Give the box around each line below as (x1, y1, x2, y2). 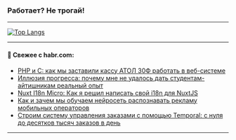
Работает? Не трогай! (7, 6, 85, 15)
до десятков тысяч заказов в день (17, 118, 121, 127)
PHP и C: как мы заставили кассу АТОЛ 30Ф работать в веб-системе (17, 66, 226, 75)
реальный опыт (57, 81, 103, 90)
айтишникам (17, 81, 56, 90)
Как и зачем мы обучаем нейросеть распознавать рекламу (17, 96, 198, 104)
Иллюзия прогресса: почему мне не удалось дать (17, 73, 169, 82)
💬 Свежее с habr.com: (7, 50, 74, 59)
